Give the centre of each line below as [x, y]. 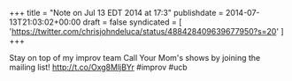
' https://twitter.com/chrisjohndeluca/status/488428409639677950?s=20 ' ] [147, 31]
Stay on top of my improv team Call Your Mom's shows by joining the [135, 58]
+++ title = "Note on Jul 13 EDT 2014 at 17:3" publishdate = [116, 13]
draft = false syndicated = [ [132, 22]
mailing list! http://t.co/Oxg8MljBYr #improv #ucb [98, 67]
